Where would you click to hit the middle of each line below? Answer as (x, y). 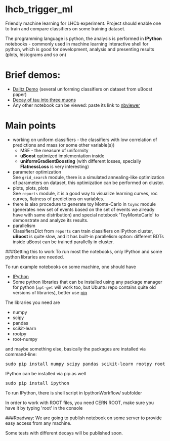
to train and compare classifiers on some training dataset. (65, 28)
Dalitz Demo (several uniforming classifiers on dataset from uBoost (82, 89)
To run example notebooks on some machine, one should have (71, 267)
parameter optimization (37, 172)
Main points (31, 126)
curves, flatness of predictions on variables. (58, 199)
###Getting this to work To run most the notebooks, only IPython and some (84, 251)
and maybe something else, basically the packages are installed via (75, 349)
